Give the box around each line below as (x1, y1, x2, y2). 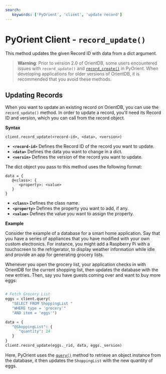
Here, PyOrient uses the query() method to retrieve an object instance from (5, 352, 161, 358)
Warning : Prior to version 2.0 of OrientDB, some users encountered (17, 60, 157, 66)
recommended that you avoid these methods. (17, 76, 112, 82)
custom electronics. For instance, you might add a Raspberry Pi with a (5, 241, 150, 247)
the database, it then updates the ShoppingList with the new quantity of (5, 357, 153, 363)
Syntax (5, 124, 21, 131)
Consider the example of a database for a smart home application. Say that (5, 230, 160, 236)
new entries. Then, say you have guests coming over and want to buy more (5, 272, 161, 278)
